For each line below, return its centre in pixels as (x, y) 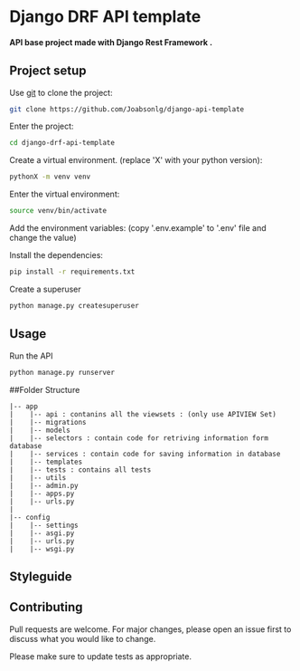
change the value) (43, 238)
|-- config (30, 517)
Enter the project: (42, 126)
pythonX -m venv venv (50, 177)
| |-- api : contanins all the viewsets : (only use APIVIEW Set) (143, 414)
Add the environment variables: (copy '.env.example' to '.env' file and (138, 228)
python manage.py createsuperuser (75, 305)
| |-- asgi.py (42, 533)
